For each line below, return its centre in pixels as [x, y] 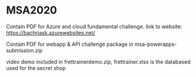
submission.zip [24, 50]
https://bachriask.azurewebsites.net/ [51, 32]
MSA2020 [31, 10]
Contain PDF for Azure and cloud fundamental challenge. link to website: [94, 26]
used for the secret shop [36, 68]
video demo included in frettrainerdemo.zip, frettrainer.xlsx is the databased [98, 62]
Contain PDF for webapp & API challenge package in [70, 44]
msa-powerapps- [156, 44]
